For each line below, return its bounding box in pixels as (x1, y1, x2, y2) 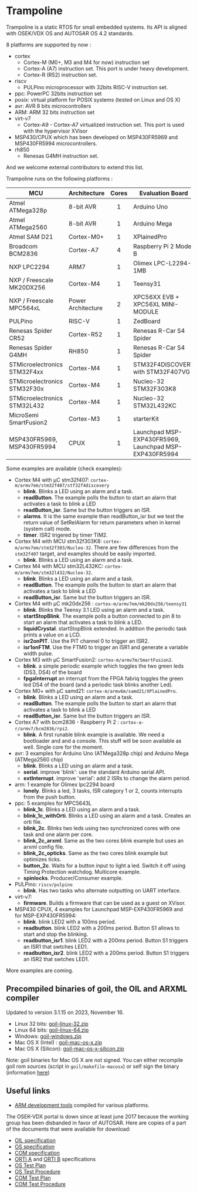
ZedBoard (133, 317, 161, 325)
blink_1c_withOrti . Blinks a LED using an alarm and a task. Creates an (23, 812, 191, 819)
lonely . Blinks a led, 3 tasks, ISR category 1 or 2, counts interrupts (23, 787, 183, 794)
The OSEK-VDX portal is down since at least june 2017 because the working (6, 1113, 189, 1120)
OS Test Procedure (14, 1168, 61, 1175)
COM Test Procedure (14, 1180, 66, 1187)
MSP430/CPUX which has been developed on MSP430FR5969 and (14, 133, 178, 140)
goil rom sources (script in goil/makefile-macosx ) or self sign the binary (6, 1063, 179, 1070)
